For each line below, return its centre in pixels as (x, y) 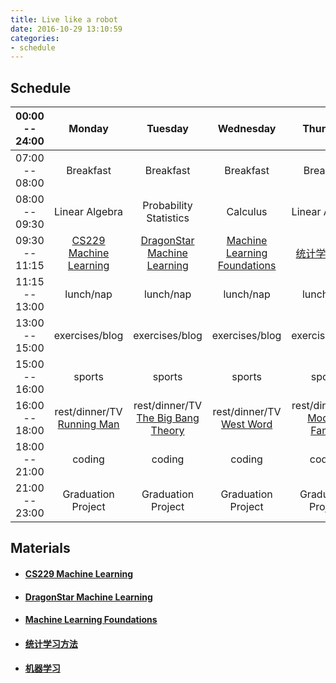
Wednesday (247, 129)
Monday (88, 129)
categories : (35, 38)
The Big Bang (168, 418)
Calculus (247, 212)
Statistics (168, 218)
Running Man (88, 424)
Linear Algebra (89, 212)
